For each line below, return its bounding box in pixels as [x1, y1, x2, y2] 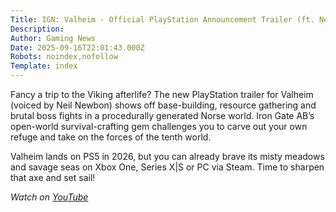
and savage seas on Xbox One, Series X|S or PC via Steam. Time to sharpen [10, 161, 325, 173]
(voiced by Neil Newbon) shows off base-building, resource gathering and [10, 99, 317, 111]
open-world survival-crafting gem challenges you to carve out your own [10, 121, 308, 132]
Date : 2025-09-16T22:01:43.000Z [10, 42, 145, 53]
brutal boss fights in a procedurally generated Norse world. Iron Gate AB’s [10, 110, 315, 121]
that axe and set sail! [10, 172, 96, 183]
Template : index [10, 61, 78, 71]
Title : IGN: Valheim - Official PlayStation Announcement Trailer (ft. [10, 14, 315, 25]
